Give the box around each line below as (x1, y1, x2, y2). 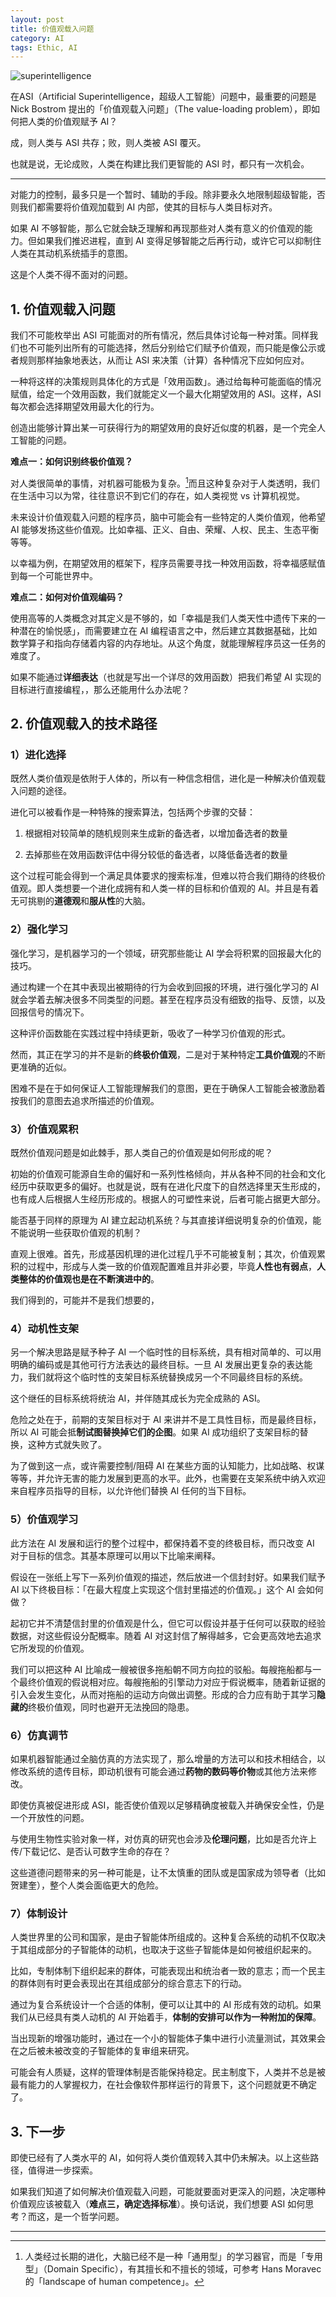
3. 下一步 (10, 2123, 66, 2140)
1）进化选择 (10, 748, 67, 762)
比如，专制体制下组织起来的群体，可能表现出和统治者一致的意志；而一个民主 (10, 1965, 326, 1977)
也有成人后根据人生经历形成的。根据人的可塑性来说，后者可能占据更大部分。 (10, 1193, 326, 1205)
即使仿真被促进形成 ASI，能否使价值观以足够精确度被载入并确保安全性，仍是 (10, 1799, 325, 1811)
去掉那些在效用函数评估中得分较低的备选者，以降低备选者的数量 (24, 849, 288, 861)
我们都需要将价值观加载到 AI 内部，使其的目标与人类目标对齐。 (18, 201, 278, 213)
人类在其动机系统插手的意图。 (10, 247, 133, 260)
